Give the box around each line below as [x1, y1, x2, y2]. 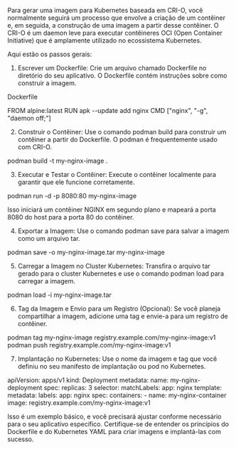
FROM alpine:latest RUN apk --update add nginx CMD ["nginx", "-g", [7, 107, 208, 114]
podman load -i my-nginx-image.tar [7, 291, 112, 299]
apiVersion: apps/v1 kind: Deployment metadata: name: [7, 376, 169, 384]
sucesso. [7, 435, 34, 443]
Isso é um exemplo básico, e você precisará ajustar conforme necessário [7, 412, 222, 421]
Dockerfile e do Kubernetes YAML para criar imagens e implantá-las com [7, 428, 222, 436]
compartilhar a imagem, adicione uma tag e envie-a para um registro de [17, 312, 229, 320]
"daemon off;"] [7, 114, 51, 122]
